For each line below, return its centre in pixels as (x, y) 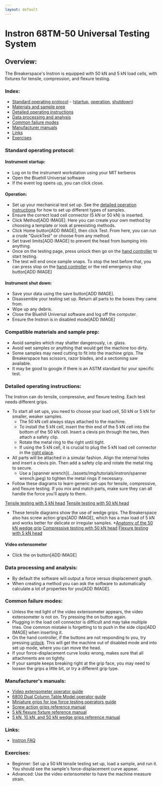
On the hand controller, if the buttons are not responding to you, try (79, 637)
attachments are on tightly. (39, 658)
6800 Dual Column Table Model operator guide (59, 697)
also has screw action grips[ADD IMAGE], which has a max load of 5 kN (83, 518)
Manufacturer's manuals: (36, 681)
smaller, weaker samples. (37, 417)
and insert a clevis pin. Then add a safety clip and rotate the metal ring (82, 463)
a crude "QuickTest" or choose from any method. (61, 236)
